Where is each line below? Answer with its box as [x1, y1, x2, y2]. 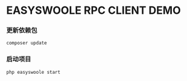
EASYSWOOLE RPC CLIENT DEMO [6, 4, 181, 17]
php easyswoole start [6, 69, 61, 75]
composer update [6, 40, 47, 46]
